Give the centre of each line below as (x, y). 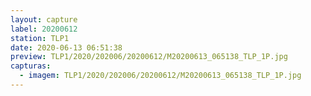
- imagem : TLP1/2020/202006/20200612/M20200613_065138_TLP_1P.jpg (160, 76)
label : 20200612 (44, 29)
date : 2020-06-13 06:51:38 (66, 47)
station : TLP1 (40, 38)
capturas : (31, 66)
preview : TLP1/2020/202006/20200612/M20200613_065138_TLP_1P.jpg (149, 57)
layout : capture (44, 19)
